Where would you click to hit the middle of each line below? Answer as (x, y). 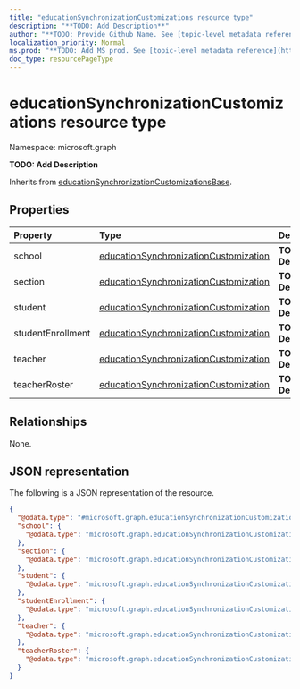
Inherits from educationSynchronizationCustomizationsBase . (121, 182)
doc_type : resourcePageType (62, 59)
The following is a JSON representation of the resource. (112, 493)
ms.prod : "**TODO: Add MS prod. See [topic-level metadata (121, 51)
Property (33, 235)
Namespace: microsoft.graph (63, 147)
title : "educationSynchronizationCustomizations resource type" (131, 17)
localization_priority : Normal (67, 43)
